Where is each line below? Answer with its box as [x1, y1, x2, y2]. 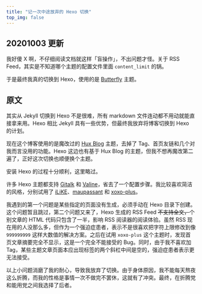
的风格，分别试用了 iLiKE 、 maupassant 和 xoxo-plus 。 [6, 188, 141, 196]
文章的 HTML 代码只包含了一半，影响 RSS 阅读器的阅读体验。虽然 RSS [11, 216, 186, 224]
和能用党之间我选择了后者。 [6, 281, 75, 289]
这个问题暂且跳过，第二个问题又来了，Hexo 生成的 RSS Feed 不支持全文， [6, 208, 190, 216]
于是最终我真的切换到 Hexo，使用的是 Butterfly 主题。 [6, 76, 140, 83]
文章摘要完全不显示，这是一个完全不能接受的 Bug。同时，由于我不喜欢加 [11, 239, 191, 246]
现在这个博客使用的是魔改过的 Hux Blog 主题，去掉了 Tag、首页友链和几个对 [6, 140, 195, 148]
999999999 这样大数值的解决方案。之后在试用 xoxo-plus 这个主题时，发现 [6, 231, 186, 239]
